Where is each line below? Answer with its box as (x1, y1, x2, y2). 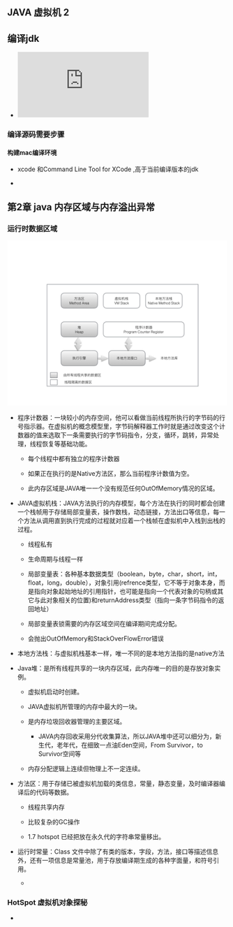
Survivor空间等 (38, 750, 82, 758)
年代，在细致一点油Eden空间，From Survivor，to (62, 741, 204, 750)
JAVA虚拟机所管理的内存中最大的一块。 (27, 703, 142, 711)
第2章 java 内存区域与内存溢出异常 (7, 201, 156, 213)
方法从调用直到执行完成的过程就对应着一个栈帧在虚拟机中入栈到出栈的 (23, 516, 225, 525)
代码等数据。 (36, 788, 73, 796)
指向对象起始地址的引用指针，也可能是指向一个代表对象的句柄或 (33, 587, 218, 596)
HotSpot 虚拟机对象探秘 (7, 897, 88, 907)
